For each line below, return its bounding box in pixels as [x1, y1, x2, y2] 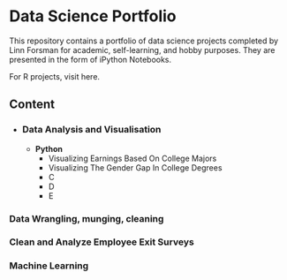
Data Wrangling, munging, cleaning [9, 212, 164, 224]
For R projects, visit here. [9, 71, 100, 81]
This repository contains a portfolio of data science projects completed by [9, 35, 279, 46]
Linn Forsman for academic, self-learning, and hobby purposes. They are [9, 44, 276, 55]
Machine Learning [9, 260, 89, 272]
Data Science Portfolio [9, 6, 177, 26]
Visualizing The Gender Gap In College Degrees [48, 162, 223, 173]
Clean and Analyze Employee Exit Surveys [9, 236, 194, 248]
